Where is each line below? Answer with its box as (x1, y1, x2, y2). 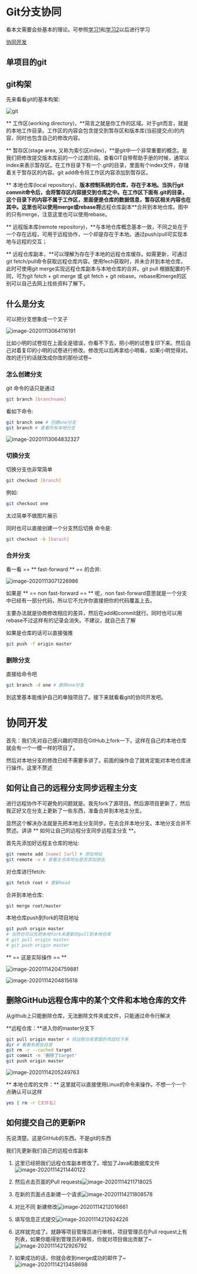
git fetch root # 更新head (6, 880, 70, 885)
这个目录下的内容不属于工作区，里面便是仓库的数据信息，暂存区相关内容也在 (6, 196, 191, 203)
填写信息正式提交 (14, 1215, 56, 1223)
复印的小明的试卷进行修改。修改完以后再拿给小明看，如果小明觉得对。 (21, 346, 191, 353)
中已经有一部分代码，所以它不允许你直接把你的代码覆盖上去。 (6, 597, 155, 604)
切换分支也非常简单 (6, 466, 53, 473)
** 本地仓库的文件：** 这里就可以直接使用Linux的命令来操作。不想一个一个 (6, 1081, 186, 1088)
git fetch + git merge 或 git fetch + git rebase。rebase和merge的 (26, 273, 182, 280)
